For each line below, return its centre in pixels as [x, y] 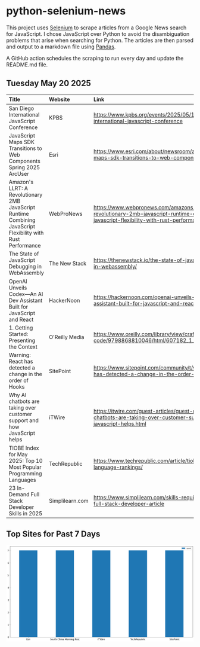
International [24, 114]
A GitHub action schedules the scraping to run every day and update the [95, 58]
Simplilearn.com [69, 500]
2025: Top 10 [26, 460]
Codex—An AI [26, 294]
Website [60, 99]
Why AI [18, 395]
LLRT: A [18, 188]
